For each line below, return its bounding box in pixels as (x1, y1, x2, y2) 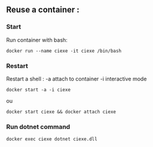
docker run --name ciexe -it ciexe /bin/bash (6, 48, 121, 54)
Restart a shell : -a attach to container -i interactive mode (6, 75, 147, 82)
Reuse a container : (6, 5, 79, 15)
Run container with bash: (6, 36, 68, 44)
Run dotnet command (6, 122, 71, 131)
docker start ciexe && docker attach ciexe (6, 109, 117, 115)
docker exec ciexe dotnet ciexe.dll (6, 136, 97, 142)
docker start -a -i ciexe (6, 87, 71, 93)
